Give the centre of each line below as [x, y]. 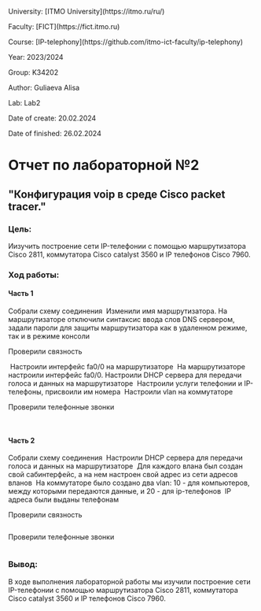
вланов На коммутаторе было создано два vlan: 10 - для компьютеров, [129, 483]
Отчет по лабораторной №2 [104, 165]
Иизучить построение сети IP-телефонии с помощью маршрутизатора [127, 246]
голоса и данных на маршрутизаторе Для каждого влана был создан [126, 466]
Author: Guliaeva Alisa [44, 87]
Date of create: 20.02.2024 [52, 118]
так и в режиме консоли [49, 336]
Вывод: [23, 565]
